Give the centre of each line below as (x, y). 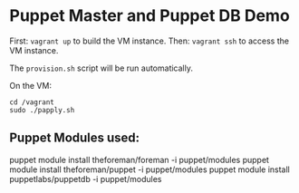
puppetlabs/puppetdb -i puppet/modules (86, 179)
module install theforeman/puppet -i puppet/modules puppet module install (149, 169)
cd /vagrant (32, 102)
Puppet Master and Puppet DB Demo (149, 16)
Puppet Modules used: (75, 138)
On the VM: (31, 85)
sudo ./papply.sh (42, 110)
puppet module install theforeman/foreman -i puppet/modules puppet (140, 159)
